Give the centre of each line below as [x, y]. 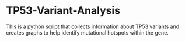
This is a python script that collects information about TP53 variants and [93, 26]
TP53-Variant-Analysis [63, 11]
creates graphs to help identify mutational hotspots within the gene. [88, 32]
